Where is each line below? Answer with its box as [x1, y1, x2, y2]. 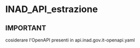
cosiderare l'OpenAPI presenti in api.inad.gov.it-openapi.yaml [5, 37, 135, 43]
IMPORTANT [5, 24, 46, 32]
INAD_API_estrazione [5, 4, 98, 15]
